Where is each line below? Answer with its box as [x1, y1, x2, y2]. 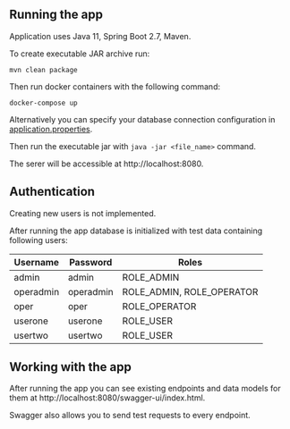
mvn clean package [9, 65, 78, 74]
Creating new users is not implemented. [9, 207, 157, 218]
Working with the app [9, 359, 132, 374]
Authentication [9, 184, 96, 199]
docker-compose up [9, 98, 78, 107]
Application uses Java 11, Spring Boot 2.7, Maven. [9, 30, 192, 41]
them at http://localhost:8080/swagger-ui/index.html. [9, 392, 206, 403]
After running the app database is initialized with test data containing [9, 225, 263, 236]
